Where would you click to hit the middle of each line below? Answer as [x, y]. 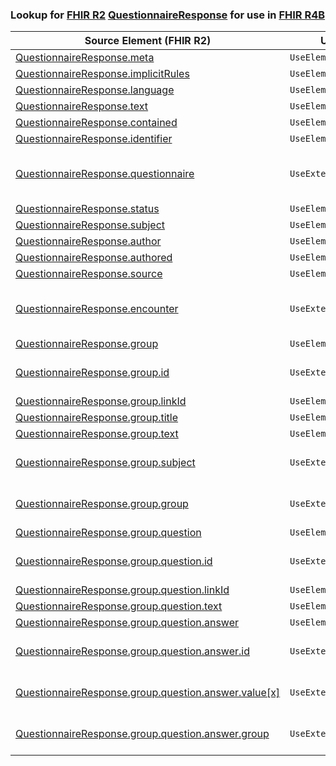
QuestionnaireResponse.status [87, 209]
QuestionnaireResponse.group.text [97, 434]
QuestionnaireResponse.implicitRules [102, 74]
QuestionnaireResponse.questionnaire [105, 174]
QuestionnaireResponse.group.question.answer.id [132, 651]
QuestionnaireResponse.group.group [102, 504]
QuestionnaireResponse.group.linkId [101, 401]
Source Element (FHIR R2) [148, 41]
